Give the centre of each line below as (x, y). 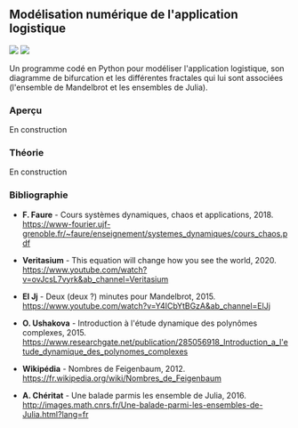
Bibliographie (39, 195)
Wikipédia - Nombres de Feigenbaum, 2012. (104, 368)
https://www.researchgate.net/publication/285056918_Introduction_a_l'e (155, 342)
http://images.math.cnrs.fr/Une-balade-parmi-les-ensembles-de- (142, 405)
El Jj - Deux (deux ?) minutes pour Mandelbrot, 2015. (119, 296)
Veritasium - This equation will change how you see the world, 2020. (149, 260)
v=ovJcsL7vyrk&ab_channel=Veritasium (95, 279)
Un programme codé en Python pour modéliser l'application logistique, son (147, 68)
